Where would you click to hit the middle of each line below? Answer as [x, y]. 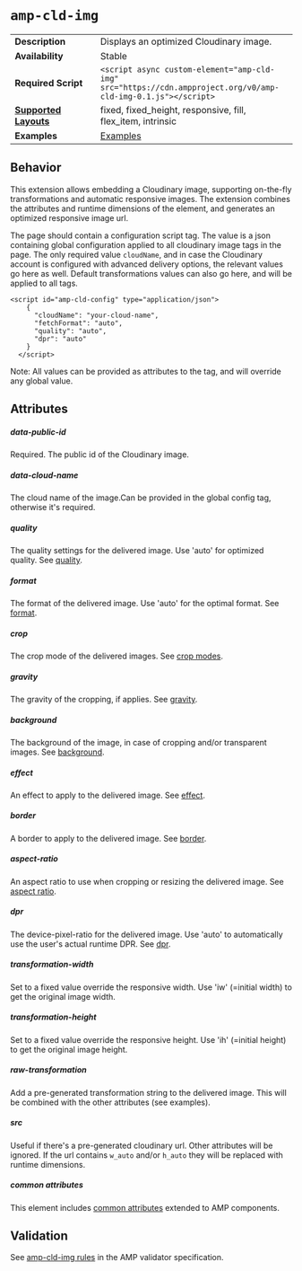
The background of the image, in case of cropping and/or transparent [138, 742]
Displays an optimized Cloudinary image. [186, 41]
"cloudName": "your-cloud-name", [96, 315]
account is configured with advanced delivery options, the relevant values [147, 264]
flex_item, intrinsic [138, 121]
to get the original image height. [69, 1049]
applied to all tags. [44, 283]
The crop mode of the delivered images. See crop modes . [116, 656]
